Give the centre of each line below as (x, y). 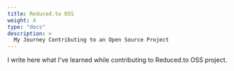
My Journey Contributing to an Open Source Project (92, 40)
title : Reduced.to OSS (41, 14)
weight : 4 (22, 20)
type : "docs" (27, 27)
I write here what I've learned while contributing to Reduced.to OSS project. (117, 60)
